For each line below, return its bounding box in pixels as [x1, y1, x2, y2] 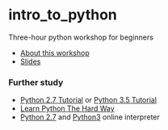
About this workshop [19, 48, 90, 57]
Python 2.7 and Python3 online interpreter [19, 112, 160, 122]
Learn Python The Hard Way [19, 103, 115, 114]
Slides [19, 57, 41, 66]
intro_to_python [8, 6, 117, 24]
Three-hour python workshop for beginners [8, 32, 153, 42]
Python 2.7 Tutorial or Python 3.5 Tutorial [19, 95, 157, 105]
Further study [8, 77, 64, 88]
